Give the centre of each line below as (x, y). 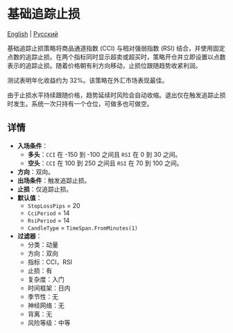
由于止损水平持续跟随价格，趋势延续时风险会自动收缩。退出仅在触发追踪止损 (116, 95)
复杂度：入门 (46, 279)
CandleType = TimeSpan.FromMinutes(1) (83, 228)
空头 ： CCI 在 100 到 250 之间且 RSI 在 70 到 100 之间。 (105, 163)
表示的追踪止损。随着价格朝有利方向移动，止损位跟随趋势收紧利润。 (104, 65)
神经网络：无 (46, 305)
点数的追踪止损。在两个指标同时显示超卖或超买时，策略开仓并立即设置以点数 (116, 57)
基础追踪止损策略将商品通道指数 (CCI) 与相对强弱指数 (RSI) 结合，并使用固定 (116, 48)
